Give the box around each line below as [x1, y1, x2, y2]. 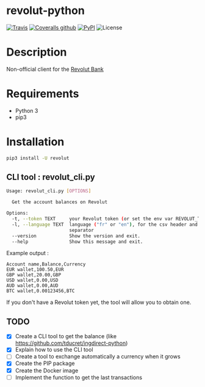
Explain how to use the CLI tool [15, 346, 93, 353]
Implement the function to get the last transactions [15, 374, 142, 381]
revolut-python [6, 4, 85, 18]
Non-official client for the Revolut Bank [6, 65, 104, 73]
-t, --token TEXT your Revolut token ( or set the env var [12, 216, 173, 222]
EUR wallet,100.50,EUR [6, 267, 64, 273]
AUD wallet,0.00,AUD [6, 283, 59, 289]
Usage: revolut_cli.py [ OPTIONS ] [6, 188, 92, 194]
